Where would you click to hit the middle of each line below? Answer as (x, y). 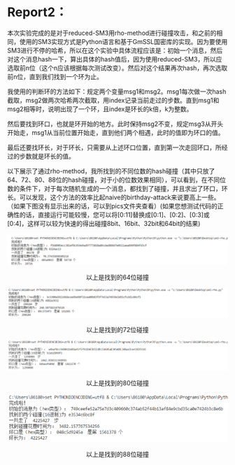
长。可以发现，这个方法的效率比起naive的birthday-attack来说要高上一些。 (114, 197)
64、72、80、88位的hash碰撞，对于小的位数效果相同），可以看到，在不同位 (116, 180)
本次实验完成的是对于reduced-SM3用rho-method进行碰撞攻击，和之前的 (112, 33)
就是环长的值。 (53, 156)
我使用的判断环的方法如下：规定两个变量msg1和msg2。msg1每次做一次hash (117, 91)
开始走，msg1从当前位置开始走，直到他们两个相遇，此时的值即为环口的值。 (116, 132)
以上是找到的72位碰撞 (117, 329)
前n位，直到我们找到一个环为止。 (55, 76)
